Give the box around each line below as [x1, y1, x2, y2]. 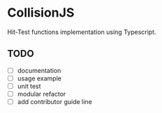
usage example [17, 74, 61, 82]
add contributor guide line [17, 98, 92, 105]
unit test [17, 82, 41, 90]
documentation [17, 66, 61, 74]
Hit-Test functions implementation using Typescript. [7, 28, 156, 36]
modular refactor [17, 89, 66, 98]
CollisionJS [7, 5, 75, 21]
